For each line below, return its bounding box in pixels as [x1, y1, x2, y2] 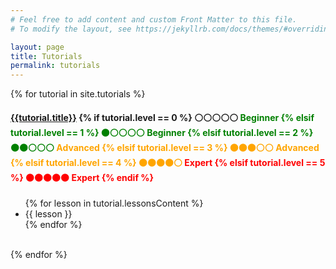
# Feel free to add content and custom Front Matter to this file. [10, 14, 298, 25]
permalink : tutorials [10, 61, 101, 71]
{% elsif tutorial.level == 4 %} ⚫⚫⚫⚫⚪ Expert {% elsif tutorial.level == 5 [10, 156, 326, 168]
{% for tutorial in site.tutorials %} [10, 88, 146, 100]
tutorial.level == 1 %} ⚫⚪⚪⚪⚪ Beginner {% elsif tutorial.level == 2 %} [10, 126, 314, 138]
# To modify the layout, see [10, 24, 132, 34]
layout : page [10, 42, 65, 52]
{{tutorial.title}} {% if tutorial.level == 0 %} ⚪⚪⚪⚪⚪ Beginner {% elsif [10, 111, 315, 123]
